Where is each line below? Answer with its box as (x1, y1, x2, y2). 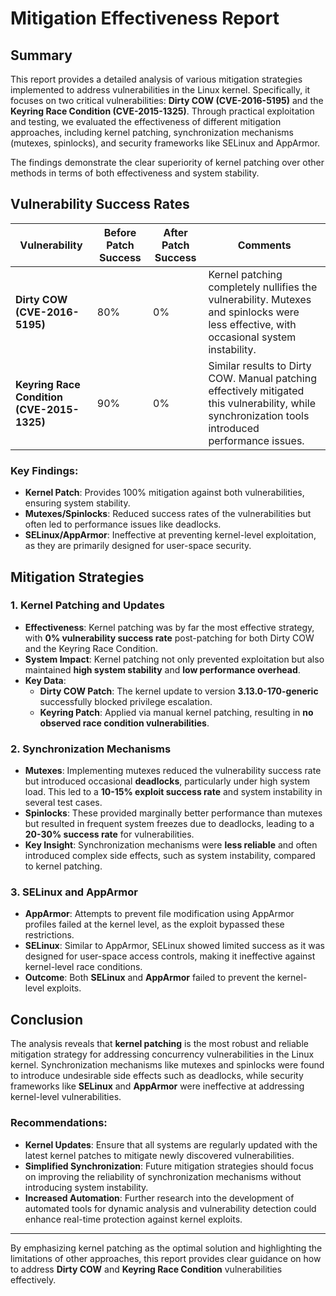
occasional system (208, 330, 297, 344)
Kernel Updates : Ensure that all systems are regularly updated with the (24, 1138, 318, 1151)
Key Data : (24, 674, 67, 686)
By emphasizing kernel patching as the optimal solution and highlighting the (10, 1242, 323, 1254)
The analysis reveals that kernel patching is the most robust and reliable (10, 1038, 309, 1050)
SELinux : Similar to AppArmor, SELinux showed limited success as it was (24, 940, 325, 952)
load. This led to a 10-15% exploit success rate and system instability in (24, 786, 323, 798)
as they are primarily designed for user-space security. (24, 540, 252, 552)
